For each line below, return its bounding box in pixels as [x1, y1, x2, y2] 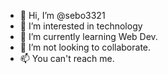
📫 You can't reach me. [19, 53, 115, 64]
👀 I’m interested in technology [19, 20, 143, 32]
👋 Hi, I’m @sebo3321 [19, 10, 106, 21]
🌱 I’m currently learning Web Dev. [19, 31, 158, 42]
